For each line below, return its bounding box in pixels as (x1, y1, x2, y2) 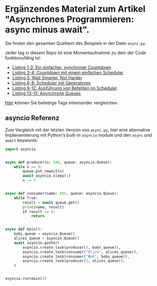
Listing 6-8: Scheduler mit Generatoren (12, 80, 91, 86)
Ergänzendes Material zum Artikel (5, 3, 146, 15)
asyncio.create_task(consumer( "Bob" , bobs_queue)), (22, 254, 130, 259)
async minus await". (5, 24, 90, 35)
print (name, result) (22, 204, 64, 209)
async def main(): (5, 227, 42, 232)
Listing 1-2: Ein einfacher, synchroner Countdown (12, 64, 111, 70)
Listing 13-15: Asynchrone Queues (12, 90, 81, 96)
